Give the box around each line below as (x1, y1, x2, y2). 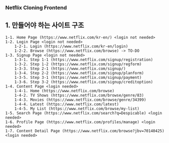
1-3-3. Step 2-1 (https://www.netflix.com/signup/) (14, 66, 126, 71)
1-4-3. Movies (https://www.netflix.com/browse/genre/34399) (14, 97, 146, 102)
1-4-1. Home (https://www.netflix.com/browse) (14, 88, 115, 93)
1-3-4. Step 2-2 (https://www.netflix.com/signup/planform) (14, 70, 144, 75)
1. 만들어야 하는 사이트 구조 (5, 21, 84, 30)
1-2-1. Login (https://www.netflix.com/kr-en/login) (14, 44, 128, 49)
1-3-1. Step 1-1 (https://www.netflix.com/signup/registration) (14, 57, 153, 62)
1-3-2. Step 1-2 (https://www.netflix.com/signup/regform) (14, 62, 142, 67)
